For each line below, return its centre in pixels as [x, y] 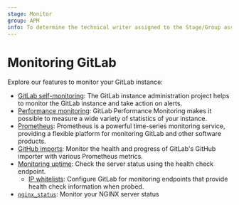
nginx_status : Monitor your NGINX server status [88, 194]
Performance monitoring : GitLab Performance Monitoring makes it [115, 111]
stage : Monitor [30, 14]
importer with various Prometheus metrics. [80, 157]
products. [32, 141]
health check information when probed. [86, 186]
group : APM [23, 21]
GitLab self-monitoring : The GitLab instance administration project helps [123, 96]
